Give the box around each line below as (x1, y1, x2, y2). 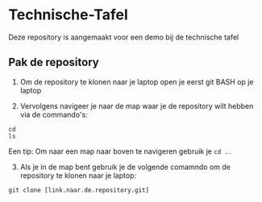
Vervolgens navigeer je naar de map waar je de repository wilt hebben (19, 101, 254, 110)
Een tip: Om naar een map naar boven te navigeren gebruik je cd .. (8, 146, 232, 156)
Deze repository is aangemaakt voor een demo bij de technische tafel (8, 32, 239, 42)
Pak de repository (8, 56, 99, 69)
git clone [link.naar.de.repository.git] (8, 186, 150, 194)
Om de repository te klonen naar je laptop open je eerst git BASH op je (19, 76, 254, 86)
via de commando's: (19, 109, 88, 119)
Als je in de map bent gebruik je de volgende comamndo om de (19, 162, 231, 171)
